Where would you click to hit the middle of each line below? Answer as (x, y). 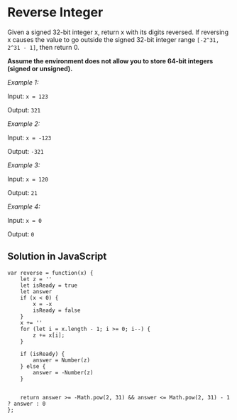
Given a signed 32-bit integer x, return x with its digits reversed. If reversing (118, 32)
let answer (36, 292)
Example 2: (24, 124)
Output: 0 (21, 234)
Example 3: (24, 165)
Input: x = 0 (25, 220)
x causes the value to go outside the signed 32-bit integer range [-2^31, (114, 39)
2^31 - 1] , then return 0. (43, 47)
